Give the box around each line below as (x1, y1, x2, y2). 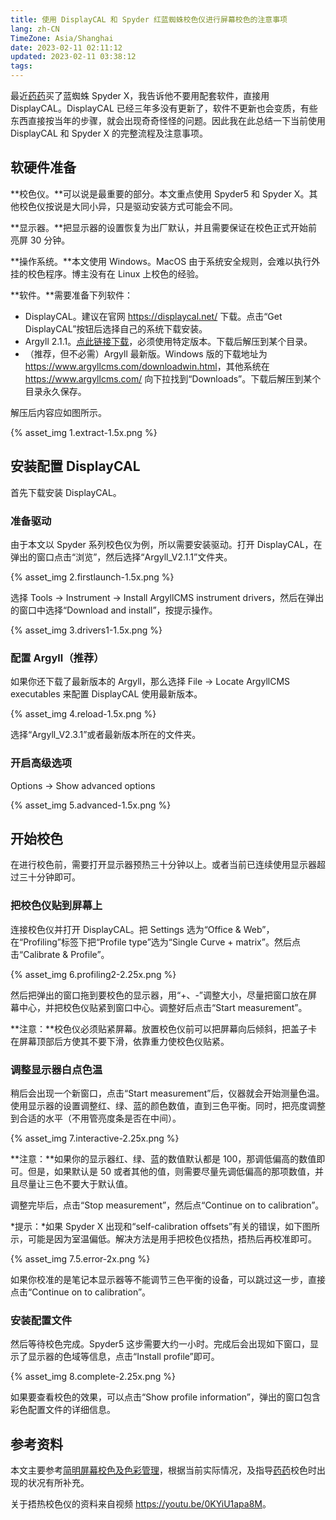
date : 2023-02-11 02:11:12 (10, 42, 123, 53)
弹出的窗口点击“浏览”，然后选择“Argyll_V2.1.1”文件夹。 (10, 551, 233, 563)
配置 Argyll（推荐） (10, 651, 105, 665)
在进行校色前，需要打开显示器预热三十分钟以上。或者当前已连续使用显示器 (10, 859, 317, 871)
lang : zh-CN (10, 24, 60, 34)
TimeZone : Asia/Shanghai (10, 33, 114, 43)
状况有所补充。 (27, 1477, 90, 1489)
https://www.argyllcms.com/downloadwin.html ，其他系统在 (24, 360, 270, 372)
